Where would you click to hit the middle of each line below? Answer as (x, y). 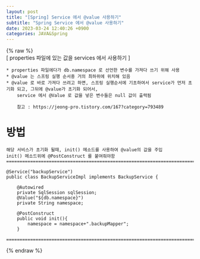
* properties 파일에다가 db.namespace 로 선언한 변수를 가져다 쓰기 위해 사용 (93, 70)
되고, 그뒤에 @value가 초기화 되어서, (57, 89)
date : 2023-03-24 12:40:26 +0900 (48, 28)
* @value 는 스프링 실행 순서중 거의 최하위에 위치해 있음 (68, 77)
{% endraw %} (24, 251)
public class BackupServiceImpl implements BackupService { (82, 177)
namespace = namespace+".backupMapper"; (78, 224)
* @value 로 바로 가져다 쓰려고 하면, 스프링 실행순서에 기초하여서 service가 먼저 (96, 83)
